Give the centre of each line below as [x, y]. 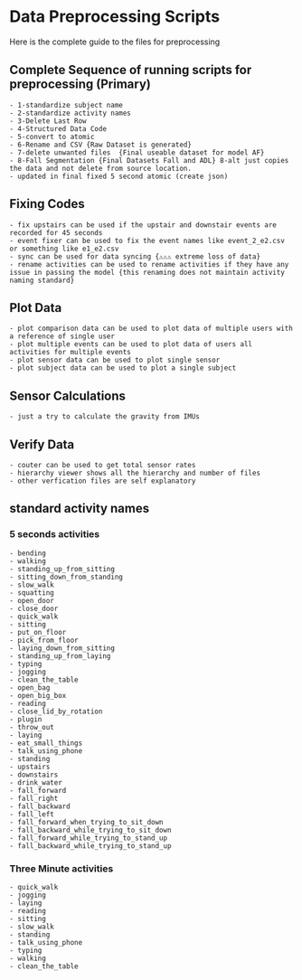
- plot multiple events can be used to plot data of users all [131, 344]
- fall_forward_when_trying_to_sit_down [87, 822]
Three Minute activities [61, 868]
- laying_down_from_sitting [62, 648]
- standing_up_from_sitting [62, 569]
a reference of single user [62, 336]
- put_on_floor [38, 632]
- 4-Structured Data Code [58, 128]
